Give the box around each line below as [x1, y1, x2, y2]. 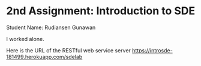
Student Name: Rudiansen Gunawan [6, 24, 96, 31]
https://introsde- [131, 46, 173, 54]
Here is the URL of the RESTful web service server [6, 46, 131, 54]
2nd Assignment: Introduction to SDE [6, 4, 196, 18]
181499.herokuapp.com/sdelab [6, 53, 83, 60]
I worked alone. [6, 35, 44, 42]
